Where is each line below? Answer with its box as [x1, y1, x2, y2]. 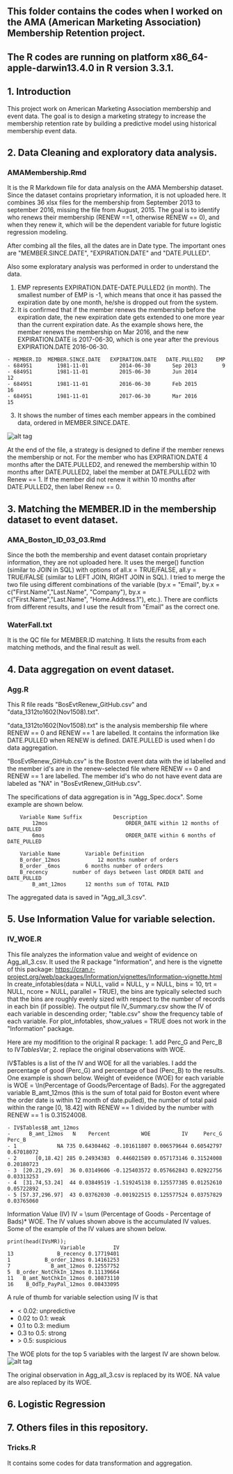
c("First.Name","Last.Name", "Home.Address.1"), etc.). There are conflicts [7, 595, 218, 603]
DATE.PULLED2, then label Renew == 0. [7, 483, 122, 491]
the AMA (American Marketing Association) [7, 17, 202, 29]
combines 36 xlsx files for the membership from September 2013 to [7, 198, 201, 207]
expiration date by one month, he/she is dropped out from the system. [17, 298, 218, 306]
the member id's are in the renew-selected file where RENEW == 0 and [7, 764, 211, 773]
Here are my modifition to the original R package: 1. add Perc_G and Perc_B [7, 1038, 223, 1046]
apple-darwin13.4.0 [7, 62, 95, 74]
